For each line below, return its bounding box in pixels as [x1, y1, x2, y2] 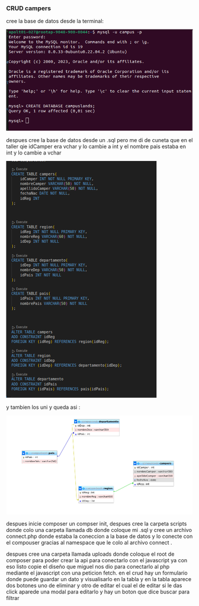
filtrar [6, 595, 20, 602]
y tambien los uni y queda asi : [6, 404, 81, 411]
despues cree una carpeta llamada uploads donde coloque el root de [6, 550, 175, 557]
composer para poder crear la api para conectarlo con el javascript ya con [6, 557, 188, 564]
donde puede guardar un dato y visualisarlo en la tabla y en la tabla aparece [6, 576, 191, 583]
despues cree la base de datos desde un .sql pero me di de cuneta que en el [6, 137, 193, 144]
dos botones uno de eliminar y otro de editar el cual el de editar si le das [6, 582, 182, 589]
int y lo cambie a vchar [6, 149, 62, 156]
